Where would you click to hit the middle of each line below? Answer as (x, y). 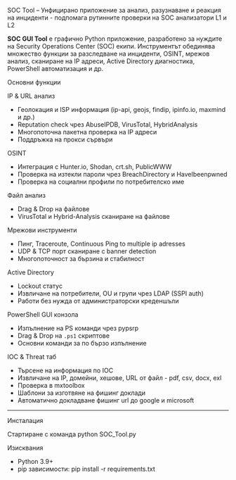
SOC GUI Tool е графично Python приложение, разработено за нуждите (115, 39)
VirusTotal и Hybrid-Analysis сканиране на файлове (94, 216)
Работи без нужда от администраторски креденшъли (98, 301)
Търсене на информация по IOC (65, 370)
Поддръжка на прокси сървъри (65, 139)
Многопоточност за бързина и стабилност (81, 259)
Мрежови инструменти (42, 230)
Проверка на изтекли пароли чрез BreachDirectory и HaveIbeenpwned (122, 174)
